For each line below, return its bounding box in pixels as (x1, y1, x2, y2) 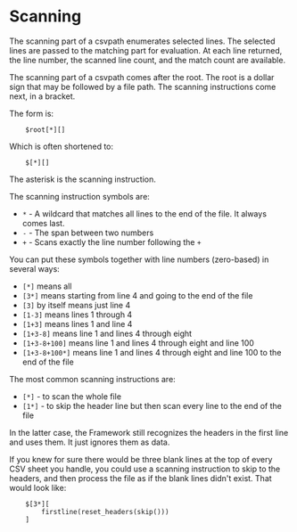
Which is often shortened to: (9, 141, 114, 151)
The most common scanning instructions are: (9, 373, 176, 384)
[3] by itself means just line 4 (21, 299, 131, 310)
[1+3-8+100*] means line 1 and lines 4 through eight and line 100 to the (21, 347, 282, 357)
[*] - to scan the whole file (21, 390, 122, 402)
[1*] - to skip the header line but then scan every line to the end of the (21, 400, 283, 411)
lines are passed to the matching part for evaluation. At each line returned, (9, 45, 283, 55)
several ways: (9, 263, 60, 274)
